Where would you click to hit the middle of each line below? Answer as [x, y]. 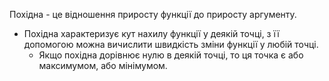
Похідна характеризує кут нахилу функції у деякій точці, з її [151, 33]
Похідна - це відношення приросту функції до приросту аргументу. [153, 14]
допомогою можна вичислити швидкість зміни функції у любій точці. [171, 44]
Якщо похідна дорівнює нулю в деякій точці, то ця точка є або [171, 55]
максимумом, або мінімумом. [103, 65]
